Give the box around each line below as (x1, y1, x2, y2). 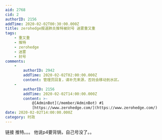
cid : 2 (5, 12, 19, 17)
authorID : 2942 (23, 68, 55, 73)
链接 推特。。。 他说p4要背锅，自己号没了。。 (5, 129, 94, 135)
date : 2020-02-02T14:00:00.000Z (5, 110, 72, 115)
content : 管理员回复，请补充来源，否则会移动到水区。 (23, 77, 121, 82)
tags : (5, 31, 16, 36)
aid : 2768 (5, 7, 26, 13)
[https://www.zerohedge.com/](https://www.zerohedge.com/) (31, 105, 157, 110)
